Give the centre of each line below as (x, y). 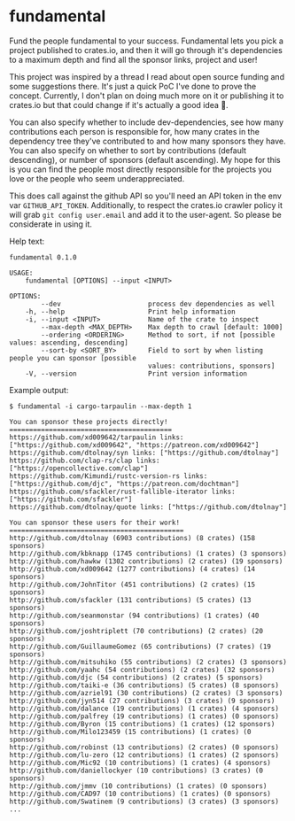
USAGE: (21, 273)
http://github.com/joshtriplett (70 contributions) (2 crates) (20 (136, 631)
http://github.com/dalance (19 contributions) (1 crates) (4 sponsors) (144, 709)
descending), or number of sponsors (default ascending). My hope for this (145, 159)
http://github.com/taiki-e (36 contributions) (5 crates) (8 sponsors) (144, 685)
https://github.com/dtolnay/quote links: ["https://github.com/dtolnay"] (148, 507)
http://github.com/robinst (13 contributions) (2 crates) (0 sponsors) (144, 747)
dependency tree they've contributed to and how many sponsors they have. (147, 141)
